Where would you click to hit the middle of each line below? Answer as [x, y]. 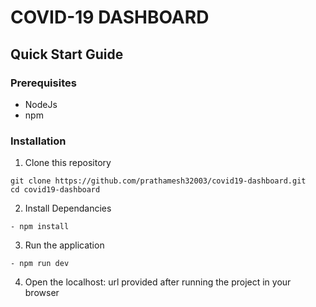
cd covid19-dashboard [55, 190]
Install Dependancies [68, 208]
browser [42, 293]
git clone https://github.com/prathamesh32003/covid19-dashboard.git [158, 181]
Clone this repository [68, 163]
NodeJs [41, 104]
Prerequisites [43, 83]
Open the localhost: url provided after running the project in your [158, 282]
